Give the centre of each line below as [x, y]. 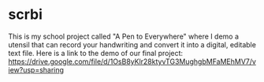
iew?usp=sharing [36, 69]
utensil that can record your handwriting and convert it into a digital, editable [132, 44]
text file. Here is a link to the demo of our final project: [96, 53]
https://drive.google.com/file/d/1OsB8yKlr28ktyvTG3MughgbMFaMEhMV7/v [132, 61]
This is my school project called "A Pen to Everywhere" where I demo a [123, 36]
